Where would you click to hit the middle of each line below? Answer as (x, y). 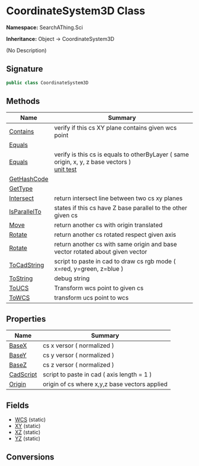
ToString (21, 278)
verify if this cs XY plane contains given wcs (115, 128)
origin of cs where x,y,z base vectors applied (105, 384)
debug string (72, 278)
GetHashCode (29, 179)
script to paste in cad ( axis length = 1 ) (97, 375)
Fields (18, 405)
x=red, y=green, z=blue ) (89, 269)
